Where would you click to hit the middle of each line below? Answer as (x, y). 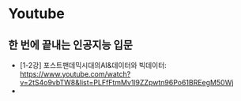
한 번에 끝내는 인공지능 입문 (70, 45)
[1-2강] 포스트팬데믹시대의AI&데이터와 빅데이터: (93, 65)
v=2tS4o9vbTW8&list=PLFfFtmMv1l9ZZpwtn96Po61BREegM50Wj (126, 82)
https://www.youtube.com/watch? (75, 74)
